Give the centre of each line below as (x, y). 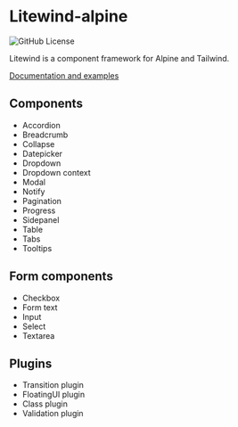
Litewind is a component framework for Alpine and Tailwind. (119, 58)
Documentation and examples (64, 75)
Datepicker (42, 153)
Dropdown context (56, 172)
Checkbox (41, 298)
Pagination (42, 201)
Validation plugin (53, 414)
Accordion (41, 125)
